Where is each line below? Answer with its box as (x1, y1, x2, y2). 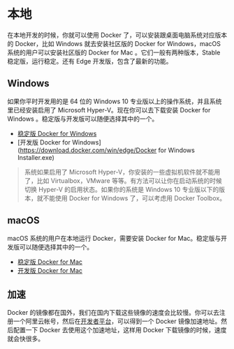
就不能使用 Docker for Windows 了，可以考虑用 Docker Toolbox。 (36, 193, 226, 202)
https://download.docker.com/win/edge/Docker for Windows (20, 146, 196, 154)
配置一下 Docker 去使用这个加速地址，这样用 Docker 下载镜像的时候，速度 (13, 326, 227, 334)
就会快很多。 (7, 334, 44, 343)
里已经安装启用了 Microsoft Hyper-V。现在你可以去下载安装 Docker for (7, 105, 211, 114)
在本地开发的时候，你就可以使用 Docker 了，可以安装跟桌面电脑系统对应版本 (7, 31, 228, 39)
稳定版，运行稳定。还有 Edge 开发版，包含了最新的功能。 (7, 57, 173, 65)
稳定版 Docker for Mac (17, 258, 82, 266)
